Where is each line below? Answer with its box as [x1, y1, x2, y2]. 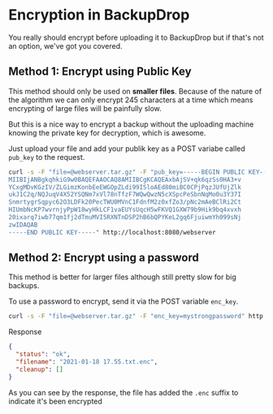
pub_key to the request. [8, 152, 85, 162]
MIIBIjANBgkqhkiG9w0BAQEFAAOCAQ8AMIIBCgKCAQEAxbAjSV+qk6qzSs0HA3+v [8, 175, 242, 183]
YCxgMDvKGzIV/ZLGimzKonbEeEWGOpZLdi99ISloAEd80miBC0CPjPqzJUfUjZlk [8, 183, 242, 192]
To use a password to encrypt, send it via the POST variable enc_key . [8, 296, 239, 306]
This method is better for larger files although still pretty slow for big [8, 272, 237, 282]
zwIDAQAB [8, 221, 38, 229]
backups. [8, 281, 40, 291]
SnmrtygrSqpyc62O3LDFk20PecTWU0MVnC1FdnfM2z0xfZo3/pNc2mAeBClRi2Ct [8, 198, 242, 206]
